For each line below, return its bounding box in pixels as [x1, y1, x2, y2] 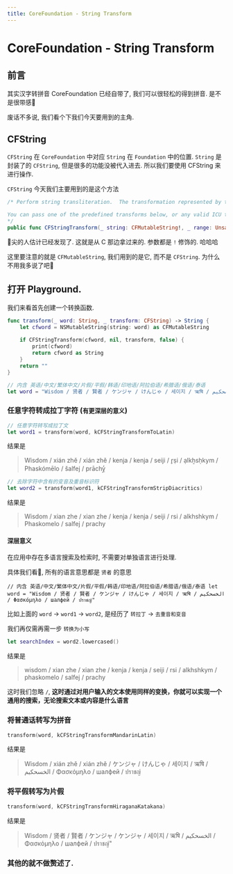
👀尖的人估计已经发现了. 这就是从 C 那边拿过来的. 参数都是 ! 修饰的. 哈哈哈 [7, 237, 218, 246]
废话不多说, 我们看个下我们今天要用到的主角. [7, 113, 135, 121]
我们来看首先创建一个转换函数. [7, 303, 95, 312]
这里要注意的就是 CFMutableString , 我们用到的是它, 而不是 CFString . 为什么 [7, 252, 221, 261]
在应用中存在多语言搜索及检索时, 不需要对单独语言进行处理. [7, 553, 177, 562]
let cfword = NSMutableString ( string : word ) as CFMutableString [19, 324, 209, 331]
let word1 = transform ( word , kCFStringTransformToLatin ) [7, 429, 175, 436]
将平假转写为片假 [7, 787, 64, 797]
